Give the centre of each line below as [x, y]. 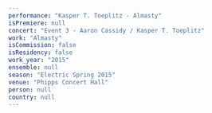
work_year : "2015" [39, 60]
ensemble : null [33, 68]
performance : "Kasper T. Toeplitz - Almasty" [85, 16]
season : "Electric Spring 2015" [62, 75]
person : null [30, 90]
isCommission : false [43, 45]
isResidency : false [41, 53]
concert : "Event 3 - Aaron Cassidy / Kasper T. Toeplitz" [106, 30]
